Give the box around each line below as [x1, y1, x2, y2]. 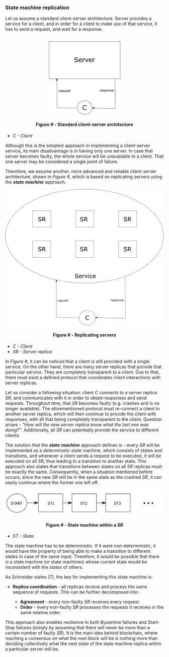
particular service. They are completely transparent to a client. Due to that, [5, 369, 160, 375]
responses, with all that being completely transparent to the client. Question [5, 416, 162, 422]
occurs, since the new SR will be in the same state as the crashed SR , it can [5, 474, 162, 480]
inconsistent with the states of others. [5, 564, 83, 570]
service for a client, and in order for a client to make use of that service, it [5, 21, 157, 27]
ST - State [12, 533, 34, 539]
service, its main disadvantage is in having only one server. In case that [5, 148, 153, 154]
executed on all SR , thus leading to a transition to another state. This [5, 458, 147, 464]
